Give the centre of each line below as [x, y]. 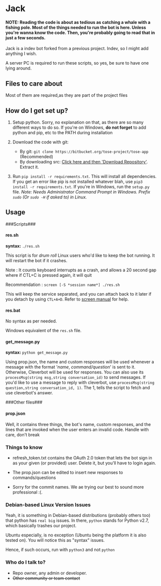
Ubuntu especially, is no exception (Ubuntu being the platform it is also [76, 535]
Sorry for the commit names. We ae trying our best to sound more [78, 487]
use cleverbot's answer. [29, 393]
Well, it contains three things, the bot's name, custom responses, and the [78, 424]
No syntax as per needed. [31, 321]
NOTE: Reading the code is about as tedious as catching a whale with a [78, 22]
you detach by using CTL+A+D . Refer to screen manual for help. [67, 299]
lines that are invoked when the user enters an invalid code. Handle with [77, 429]
